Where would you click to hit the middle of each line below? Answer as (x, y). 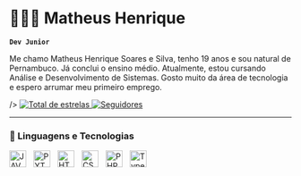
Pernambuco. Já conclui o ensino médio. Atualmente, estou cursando (138, 68)
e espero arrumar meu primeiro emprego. (86, 87)
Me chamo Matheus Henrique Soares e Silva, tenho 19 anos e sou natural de (150, 58)
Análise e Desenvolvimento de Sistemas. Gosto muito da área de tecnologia (149, 77)
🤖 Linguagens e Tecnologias (72, 136)
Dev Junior (30, 42)
